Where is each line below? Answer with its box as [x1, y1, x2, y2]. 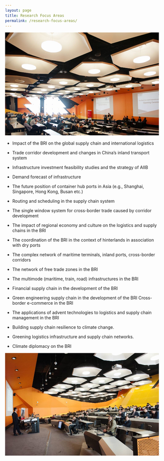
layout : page [5, 8, 32, 13]
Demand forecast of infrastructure [12, 174, 82, 180]
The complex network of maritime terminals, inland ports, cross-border [12, 251, 155, 257]
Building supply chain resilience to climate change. [12, 324, 115, 330]
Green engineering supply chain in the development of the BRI [12, 294, 138, 301]
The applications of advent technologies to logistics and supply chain [12, 309, 152, 315]
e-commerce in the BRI [26, 300, 74, 306]
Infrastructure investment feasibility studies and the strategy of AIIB [12, 164, 148, 170]
